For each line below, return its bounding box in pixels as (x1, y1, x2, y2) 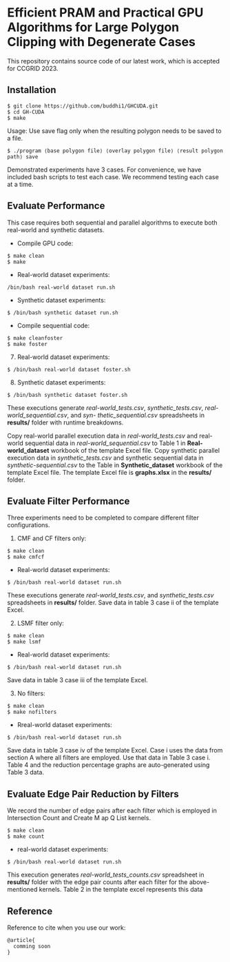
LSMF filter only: (17, 619, 64, 628)
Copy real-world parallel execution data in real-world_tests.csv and (7, 431, 198, 440)
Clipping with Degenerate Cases (7, 34, 196, 50)
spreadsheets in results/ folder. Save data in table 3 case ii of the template (7, 598, 219, 607)
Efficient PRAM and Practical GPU (7, 5, 204, 21)
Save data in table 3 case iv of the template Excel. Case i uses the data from (7, 746, 223, 755)
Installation (7, 84, 56, 96)
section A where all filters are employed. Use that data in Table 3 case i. (7, 753, 211, 762)
